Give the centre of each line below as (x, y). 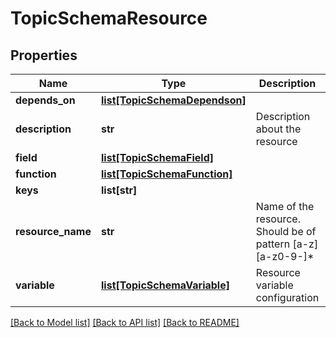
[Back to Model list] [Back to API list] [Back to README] (125, 322)
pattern (273, 244)
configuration (287, 297)
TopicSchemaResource (109, 18)
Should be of (286, 231)
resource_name (53, 231)
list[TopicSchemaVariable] (165, 285)
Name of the (285, 206)
